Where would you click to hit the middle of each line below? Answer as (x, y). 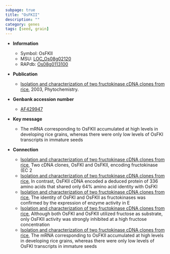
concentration (35, 224)
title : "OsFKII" (22, 15)
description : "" (22, 19)
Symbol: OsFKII (37, 54)
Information (26, 43)
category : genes (22, 24)
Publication (25, 74)
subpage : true (20, 10)
